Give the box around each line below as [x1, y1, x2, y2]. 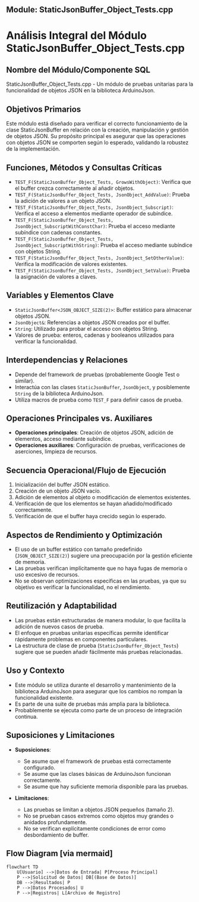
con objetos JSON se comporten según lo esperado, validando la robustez [6, 139, 189, 146]
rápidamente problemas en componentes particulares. [14, 635, 148, 643]
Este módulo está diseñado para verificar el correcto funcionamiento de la [6, 120, 188, 127]
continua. [14, 713, 38, 720]
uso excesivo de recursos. [14, 571, 80, 578]
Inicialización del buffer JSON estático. [14, 481, 110, 488]
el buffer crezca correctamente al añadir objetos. [14, 184, 135, 192]
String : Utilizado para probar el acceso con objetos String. [14, 325, 159, 332]
